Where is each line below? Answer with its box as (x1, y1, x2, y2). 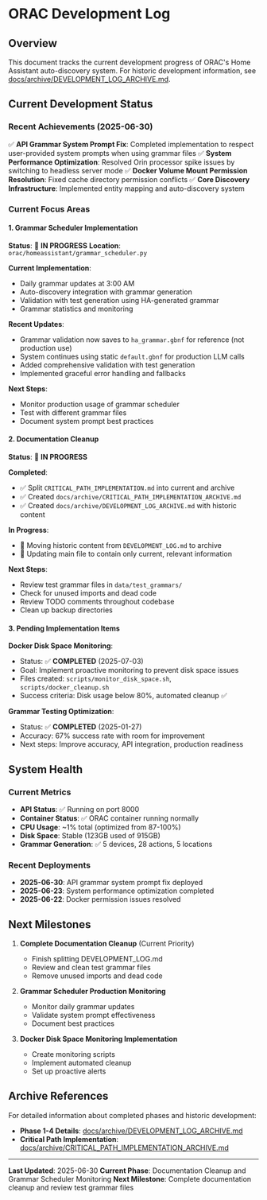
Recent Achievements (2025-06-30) (8, 121, 153, 132)
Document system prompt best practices (19, 416, 154, 425)
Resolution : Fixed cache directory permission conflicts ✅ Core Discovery (8, 174, 250, 184)
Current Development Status (8, 97, 153, 111)
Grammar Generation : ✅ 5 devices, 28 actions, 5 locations (19, 839, 213, 849)
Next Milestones (8, 918, 91, 931)
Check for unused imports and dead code (19, 588, 157, 598)
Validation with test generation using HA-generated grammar (19, 295, 220, 305)
